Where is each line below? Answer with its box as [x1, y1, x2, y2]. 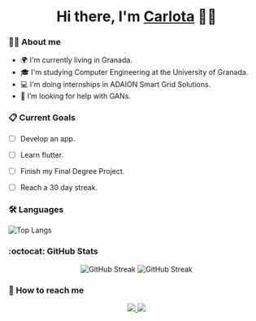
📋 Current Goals [8, 112, 76, 124]
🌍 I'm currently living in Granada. [20, 55, 132, 65]
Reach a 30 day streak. [20, 182, 98, 192]
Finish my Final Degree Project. [20, 166, 125, 176]
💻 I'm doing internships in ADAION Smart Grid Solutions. [20, 80, 211, 89]
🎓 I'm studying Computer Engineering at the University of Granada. [20, 67, 249, 77]
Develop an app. [20, 133, 76, 143]
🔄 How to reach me [8, 284, 85, 296]
